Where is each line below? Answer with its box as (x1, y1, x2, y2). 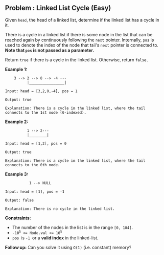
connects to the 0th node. (5, 162, 60, 167)
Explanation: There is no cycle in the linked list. (5, 206, 115, 211)
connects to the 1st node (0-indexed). (5, 110, 87, 115)
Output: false (5, 198, 34, 203)
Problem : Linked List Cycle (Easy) (5, 4, 111, 12)
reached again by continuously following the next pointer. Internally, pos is (5, 37, 154, 43)
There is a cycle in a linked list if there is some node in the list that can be (5, 31, 153, 37)
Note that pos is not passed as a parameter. (5, 47, 94, 53)
